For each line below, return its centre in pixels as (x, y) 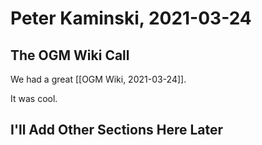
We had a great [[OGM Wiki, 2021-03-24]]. (98, 79)
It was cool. (34, 98)
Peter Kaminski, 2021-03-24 (131, 18)
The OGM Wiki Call (70, 55)
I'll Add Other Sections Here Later (117, 130)
